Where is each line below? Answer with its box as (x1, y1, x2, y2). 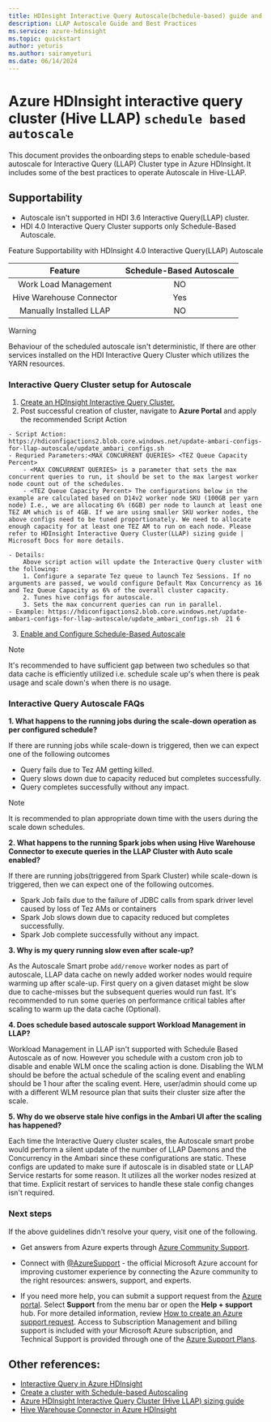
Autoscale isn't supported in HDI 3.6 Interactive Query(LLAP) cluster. (19, 213, 250, 222)
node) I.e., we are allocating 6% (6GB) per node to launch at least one (8, 500, 263, 509)
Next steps (8, 1208, 53, 1219)
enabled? (8, 855, 40, 865)
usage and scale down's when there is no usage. (8, 677, 171, 687)
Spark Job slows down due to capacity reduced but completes (19, 913, 230, 922)
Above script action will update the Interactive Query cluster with (23, 557, 263, 566)
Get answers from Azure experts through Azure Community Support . (19, 1242, 250, 1252)
